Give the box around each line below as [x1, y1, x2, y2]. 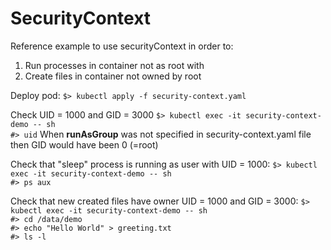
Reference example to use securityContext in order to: [10, 40, 234, 52]
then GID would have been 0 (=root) [10, 138, 159, 151]
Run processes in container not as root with [24, 59, 205, 71]
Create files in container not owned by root [24, 70, 202, 82]
